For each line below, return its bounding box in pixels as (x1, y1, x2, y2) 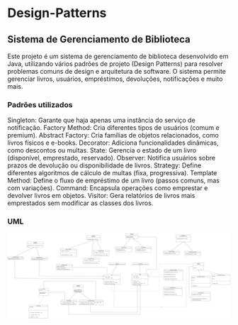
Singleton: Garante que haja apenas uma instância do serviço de (7, 116, 196, 125)
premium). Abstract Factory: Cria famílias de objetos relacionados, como (7, 131, 220, 140)
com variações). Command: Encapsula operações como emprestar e (7, 184, 208, 192)
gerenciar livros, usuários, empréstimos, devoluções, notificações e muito (7, 75, 223, 83)
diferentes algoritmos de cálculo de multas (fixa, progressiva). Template (7, 169, 217, 177)
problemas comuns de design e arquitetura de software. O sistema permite (7, 67, 227, 75)
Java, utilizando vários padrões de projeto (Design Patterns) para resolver (7, 60, 223, 68)
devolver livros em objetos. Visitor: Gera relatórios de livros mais (7, 192, 195, 200)
